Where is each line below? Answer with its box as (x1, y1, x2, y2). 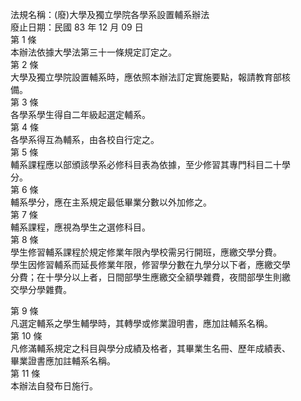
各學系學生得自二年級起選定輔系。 (10, 109, 151, 120)
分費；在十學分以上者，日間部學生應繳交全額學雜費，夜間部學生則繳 (10, 271, 291, 283)
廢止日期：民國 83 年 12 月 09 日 (10, 21, 144, 33)
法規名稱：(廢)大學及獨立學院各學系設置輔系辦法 (10, 9, 210, 20)
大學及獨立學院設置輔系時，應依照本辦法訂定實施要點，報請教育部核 (10, 71, 291, 83)
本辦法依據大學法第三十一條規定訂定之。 (10, 46, 177, 58)
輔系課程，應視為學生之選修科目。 (10, 221, 151, 233)
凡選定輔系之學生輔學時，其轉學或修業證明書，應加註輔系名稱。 (10, 318, 273, 329)
